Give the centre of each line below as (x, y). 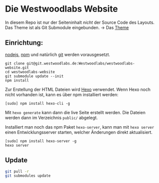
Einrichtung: (24, 43)
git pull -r (17, 171)
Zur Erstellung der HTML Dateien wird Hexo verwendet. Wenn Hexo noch (78, 89)
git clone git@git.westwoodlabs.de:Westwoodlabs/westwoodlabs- (70, 63)
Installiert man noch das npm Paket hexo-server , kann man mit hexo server (80, 127)
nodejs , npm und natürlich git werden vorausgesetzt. (58, 54)
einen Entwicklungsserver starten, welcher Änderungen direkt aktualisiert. (79, 132)
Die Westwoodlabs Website (62, 9)
